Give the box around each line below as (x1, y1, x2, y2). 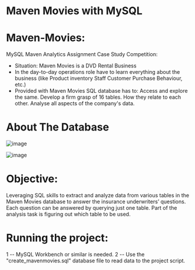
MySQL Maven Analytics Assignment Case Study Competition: (6, 51, 158, 58)
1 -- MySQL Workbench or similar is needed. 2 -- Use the (6, 251, 145, 258)
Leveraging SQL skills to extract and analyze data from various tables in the (6, 192, 190, 199)
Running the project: (6, 232, 108, 245)
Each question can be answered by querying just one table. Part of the (6, 204, 177, 211)
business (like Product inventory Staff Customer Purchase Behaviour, (14, 75, 183, 82)
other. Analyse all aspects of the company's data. (14, 100, 135, 107)
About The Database (6, 121, 110, 134)
